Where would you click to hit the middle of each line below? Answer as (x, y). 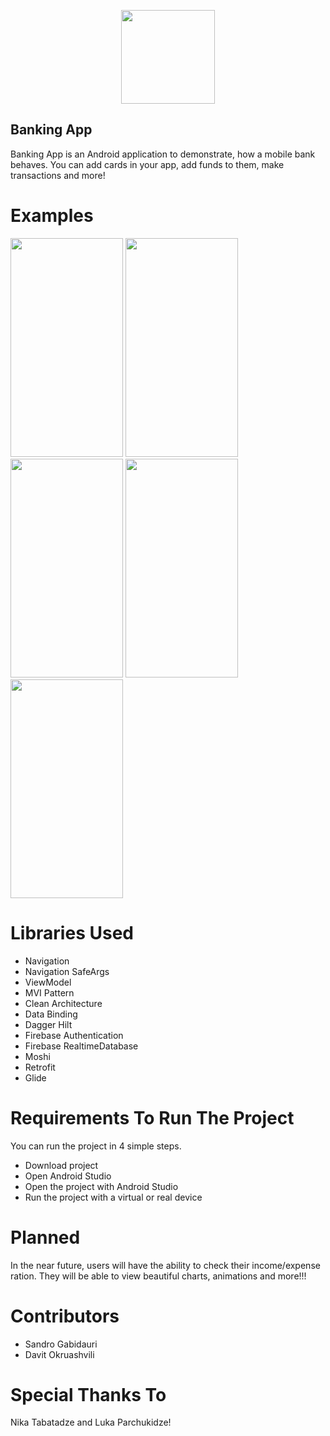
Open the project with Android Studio (101, 1186)
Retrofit (40, 1067)
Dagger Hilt (48, 1024)
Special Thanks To (88, 1394)
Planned (45, 1237)
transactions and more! (58, 175)
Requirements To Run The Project (152, 1117)
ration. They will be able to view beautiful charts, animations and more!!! (158, 1276)
